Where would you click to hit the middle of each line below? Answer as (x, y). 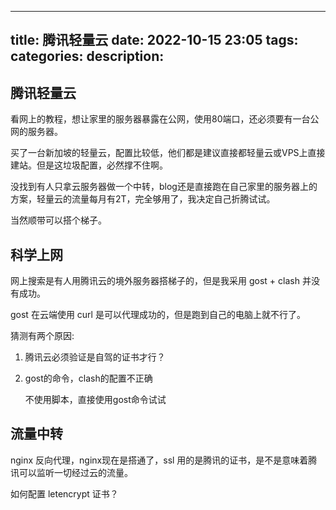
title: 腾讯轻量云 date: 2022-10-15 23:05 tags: (154, 40)
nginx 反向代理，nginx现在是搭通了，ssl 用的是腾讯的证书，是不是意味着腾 (164, 460)
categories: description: (87, 56)
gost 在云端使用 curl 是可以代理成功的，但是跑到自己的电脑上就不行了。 (158, 315)
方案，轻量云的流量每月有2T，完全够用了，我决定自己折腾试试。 (143, 199)
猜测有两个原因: (42, 336)
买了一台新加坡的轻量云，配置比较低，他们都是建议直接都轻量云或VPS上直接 (168, 153)
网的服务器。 (36, 132)
